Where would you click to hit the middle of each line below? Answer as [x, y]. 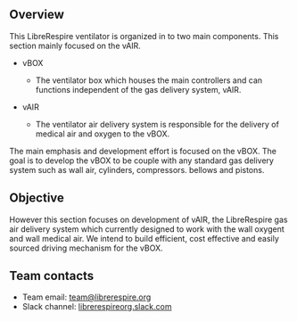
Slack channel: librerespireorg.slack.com [97, 307]
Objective [37, 198]
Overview [37, 15]
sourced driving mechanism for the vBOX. [86, 248]
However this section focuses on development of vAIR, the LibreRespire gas [148, 219]
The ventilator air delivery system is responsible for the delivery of [157, 124]
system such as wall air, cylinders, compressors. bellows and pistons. [137, 169]
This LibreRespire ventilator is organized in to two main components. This [144, 36]
